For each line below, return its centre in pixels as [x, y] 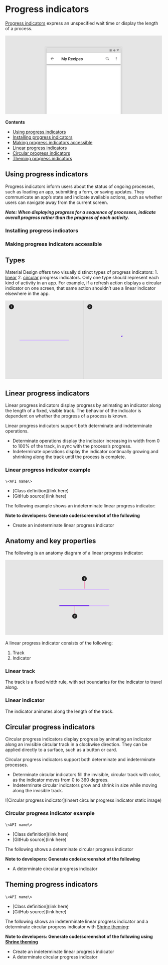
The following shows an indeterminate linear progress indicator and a [77, 921]
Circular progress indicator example [50, 813]
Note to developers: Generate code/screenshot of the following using [79, 936]
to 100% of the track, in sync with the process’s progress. [72, 446]
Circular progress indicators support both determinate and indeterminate [80, 760]
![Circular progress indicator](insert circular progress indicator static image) [83, 800]
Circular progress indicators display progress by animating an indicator [78, 739]
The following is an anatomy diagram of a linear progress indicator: [74, 553]
